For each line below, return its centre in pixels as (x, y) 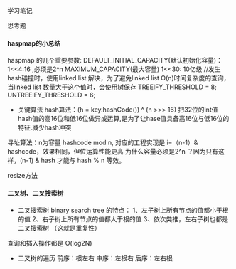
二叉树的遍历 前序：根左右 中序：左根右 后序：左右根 (95, 258)
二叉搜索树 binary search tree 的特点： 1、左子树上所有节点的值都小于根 (123, 210)
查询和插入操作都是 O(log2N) (50, 243)
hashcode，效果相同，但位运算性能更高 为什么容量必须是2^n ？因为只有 (113, 152)
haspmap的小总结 (34, 43)
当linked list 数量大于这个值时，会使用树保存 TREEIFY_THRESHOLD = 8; (112, 87)
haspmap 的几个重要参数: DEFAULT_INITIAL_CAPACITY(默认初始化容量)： (115, 60)
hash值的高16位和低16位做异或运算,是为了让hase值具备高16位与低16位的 (123, 119)
